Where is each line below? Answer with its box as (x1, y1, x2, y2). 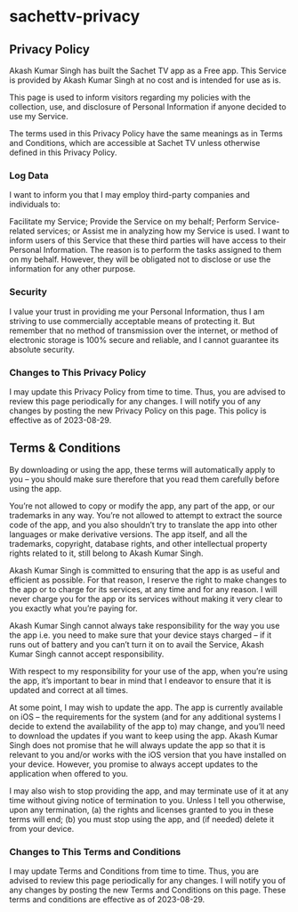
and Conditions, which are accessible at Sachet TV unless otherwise (9, 138, 261, 148)
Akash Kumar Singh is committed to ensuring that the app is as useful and (9, 565, 280, 575)
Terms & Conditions (9, 441, 122, 456)
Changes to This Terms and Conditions (9, 845, 181, 858)
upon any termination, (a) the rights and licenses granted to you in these (9, 804, 274, 815)
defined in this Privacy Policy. (9, 147, 117, 158)
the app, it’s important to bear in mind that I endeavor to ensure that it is (9, 675, 272, 686)
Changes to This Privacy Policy (9, 366, 147, 379)
